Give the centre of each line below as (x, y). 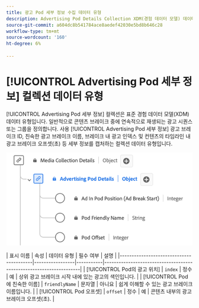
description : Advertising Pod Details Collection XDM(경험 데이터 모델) (93, 19)
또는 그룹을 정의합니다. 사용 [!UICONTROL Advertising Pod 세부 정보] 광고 (93, 129)
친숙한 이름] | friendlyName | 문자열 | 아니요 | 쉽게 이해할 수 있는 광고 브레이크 (102, 284)
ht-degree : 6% (24, 44)
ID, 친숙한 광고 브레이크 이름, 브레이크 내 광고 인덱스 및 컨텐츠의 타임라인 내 (104, 136)
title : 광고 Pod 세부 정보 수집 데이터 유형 (54, 12)
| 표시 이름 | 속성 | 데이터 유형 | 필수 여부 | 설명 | (62, 256)
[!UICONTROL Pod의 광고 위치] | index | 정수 (139, 270)
